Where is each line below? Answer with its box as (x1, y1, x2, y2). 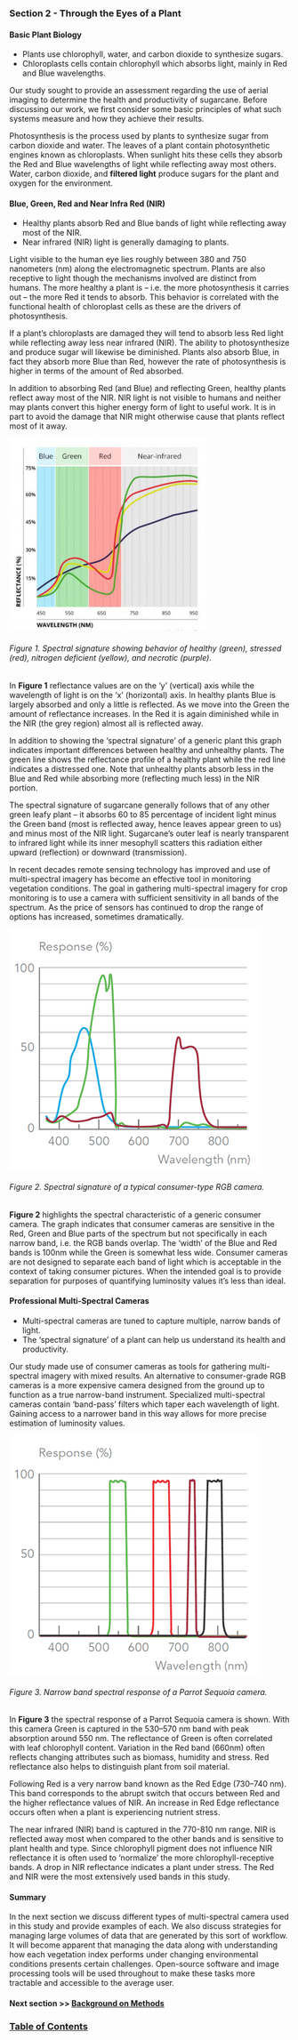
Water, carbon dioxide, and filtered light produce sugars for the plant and (9, 168, 279, 180)
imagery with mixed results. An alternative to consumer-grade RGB (41, 1370, 286, 1381)
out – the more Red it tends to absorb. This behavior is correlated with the (9, 292, 279, 302)
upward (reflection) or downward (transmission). (9, 847, 188, 857)
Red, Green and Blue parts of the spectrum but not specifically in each (9, 1228, 268, 1239)
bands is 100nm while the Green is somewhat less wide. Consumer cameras (9, 1247, 288, 1257)
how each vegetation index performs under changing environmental (9, 1949, 259, 1960)
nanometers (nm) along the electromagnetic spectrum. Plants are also (9, 263, 266, 274)
